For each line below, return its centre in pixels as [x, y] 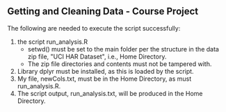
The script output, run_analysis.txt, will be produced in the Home [110, 93]
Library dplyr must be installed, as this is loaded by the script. [105, 71]
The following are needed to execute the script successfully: [94, 28]
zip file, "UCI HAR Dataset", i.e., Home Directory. [97, 56]
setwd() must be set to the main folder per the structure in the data [123, 49]
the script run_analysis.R [53, 42]
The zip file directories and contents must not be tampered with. [120, 64]
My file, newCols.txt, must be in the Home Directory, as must [104, 79]
